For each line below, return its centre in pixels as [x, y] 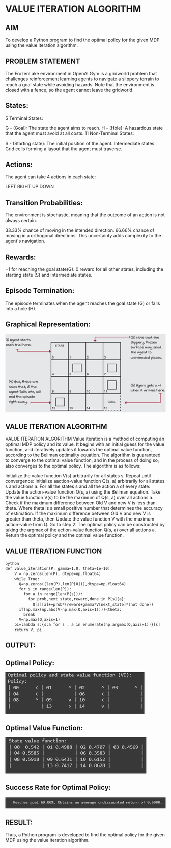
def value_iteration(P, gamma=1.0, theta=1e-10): [59, 568]
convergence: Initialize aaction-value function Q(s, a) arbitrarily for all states [85, 481]
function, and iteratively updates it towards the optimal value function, [79, 450]
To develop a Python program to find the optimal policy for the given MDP [82, 40]
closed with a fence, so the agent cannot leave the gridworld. [69, 90]
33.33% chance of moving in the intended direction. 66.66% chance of [80, 230]
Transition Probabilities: [44, 202]
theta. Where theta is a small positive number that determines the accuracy [84, 508]
